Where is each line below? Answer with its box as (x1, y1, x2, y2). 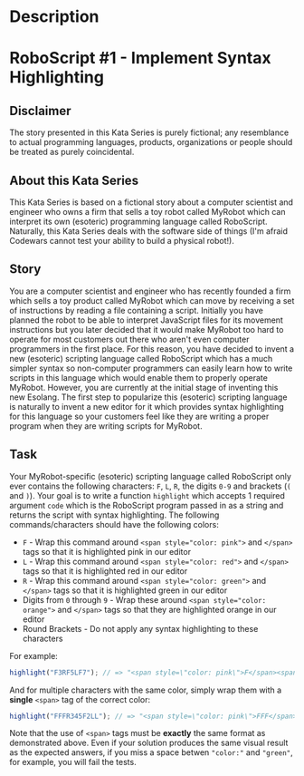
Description (9, 6, 100, 27)
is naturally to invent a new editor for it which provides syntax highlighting (9, 401, 285, 412)
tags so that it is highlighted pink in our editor (22, 546, 192, 557)
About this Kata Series (9, 172, 138, 188)
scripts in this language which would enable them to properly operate (9, 372, 269, 383)
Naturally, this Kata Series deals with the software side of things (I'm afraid (9, 226, 288, 237)
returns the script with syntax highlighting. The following (9, 509, 220, 520)
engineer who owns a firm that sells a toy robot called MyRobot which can (9, 207, 286, 217)
